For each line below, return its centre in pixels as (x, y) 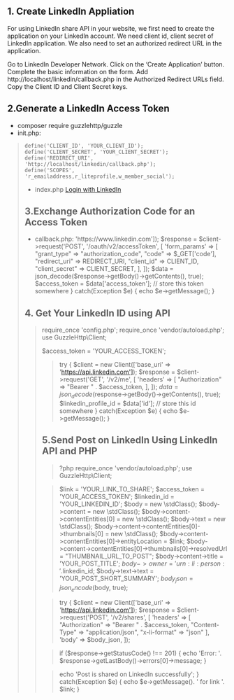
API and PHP (70, 451)
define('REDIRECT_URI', (59, 158)
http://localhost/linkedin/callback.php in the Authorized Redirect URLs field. (116, 79)
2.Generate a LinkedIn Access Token (88, 109)
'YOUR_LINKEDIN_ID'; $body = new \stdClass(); (128, 504)
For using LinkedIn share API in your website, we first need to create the (111, 28)
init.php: (29, 133)
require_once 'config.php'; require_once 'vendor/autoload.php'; (133, 330)
